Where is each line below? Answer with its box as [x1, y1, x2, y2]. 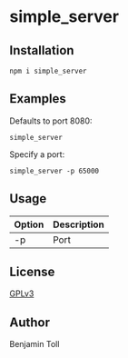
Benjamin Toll [9, 339, 60, 350]
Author [9, 314, 50, 330]
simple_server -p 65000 [9, 166, 100, 175]
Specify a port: [9, 148, 65, 160]
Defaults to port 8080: [9, 115, 93, 126]
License [9, 264, 55, 280]
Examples [9, 91, 66, 106]
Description [53, 218, 104, 231]
